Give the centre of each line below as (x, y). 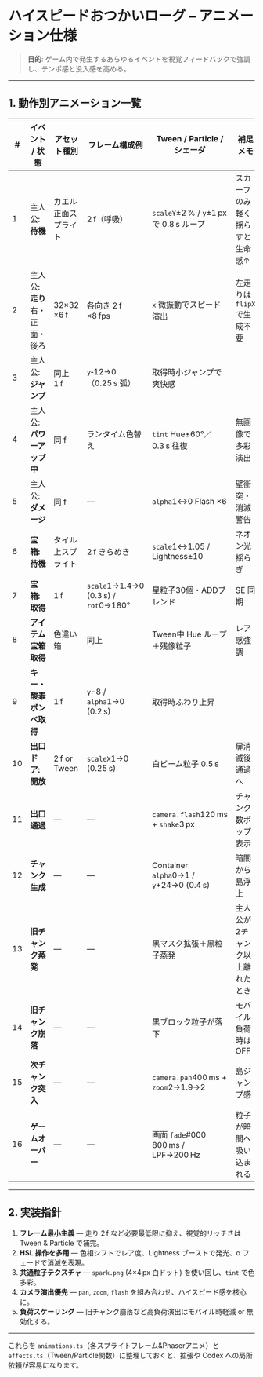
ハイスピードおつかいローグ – (102, 16)
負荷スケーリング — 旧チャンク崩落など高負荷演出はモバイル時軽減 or (132, 1311)
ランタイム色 (110, 434)
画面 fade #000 (179, 1134)
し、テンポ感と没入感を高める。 (79, 68)
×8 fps (99, 316)
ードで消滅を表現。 (57, 1262)
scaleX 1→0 (108, 758)
